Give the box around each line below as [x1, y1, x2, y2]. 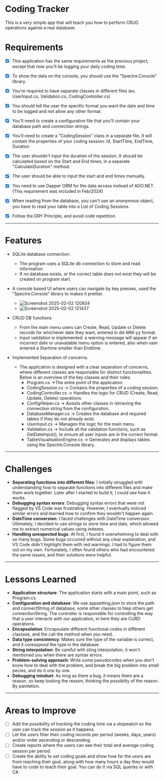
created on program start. [19, 276, 72, 282]
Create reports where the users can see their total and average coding [12, 742, 154, 748]
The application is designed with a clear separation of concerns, [19, 364, 149, 369]
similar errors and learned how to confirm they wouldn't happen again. [12, 511, 154, 516]
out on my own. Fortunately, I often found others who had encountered [12, 547, 155, 553]
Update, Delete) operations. [26, 395, 83, 401]
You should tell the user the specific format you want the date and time [12, 103, 155, 109]
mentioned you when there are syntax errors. [12, 652, 103, 658]
